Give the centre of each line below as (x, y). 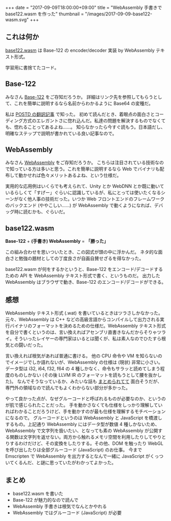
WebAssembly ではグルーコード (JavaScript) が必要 (67, 512)
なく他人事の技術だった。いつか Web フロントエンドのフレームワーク (92, 199)
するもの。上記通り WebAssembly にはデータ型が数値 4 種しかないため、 (82, 424)
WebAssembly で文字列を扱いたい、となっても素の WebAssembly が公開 (82, 431)
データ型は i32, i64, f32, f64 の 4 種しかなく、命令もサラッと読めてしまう (83, 369)
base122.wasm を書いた (38, 493)
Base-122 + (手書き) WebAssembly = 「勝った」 (57, 241)
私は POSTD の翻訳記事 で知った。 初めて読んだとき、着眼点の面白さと (80, 114)
